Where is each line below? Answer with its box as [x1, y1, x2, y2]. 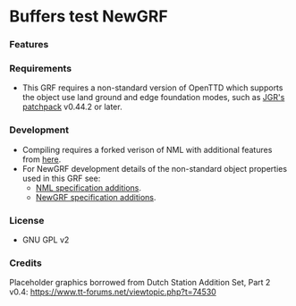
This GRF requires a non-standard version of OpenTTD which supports [21, 82, 283, 93]
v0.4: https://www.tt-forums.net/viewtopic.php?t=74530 [9, 286, 216, 297]
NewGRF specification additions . [35, 191, 156, 202]
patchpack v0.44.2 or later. [21, 101, 123, 113]
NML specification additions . [35, 182, 141, 193]
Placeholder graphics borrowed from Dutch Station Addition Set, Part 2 [9, 277, 271, 288]
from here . [21, 154, 62, 165]
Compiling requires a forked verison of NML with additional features [21, 144, 273, 155]
